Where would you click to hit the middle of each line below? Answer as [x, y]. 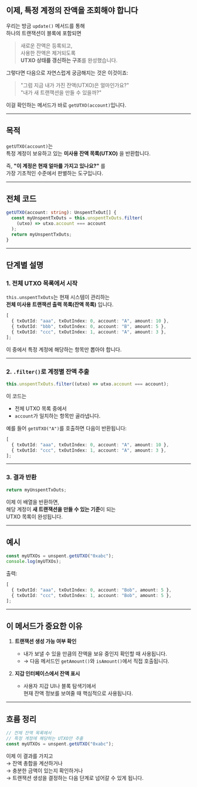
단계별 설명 [25, 265]
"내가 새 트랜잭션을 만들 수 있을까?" [61, 92]
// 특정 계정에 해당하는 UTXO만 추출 [45, 739]
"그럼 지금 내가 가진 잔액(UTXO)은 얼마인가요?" [75, 85]
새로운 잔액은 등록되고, [46, 45]
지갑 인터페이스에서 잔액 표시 [47, 674]
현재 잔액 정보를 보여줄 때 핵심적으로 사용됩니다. [78, 693]
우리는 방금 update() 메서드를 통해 [45, 26]
